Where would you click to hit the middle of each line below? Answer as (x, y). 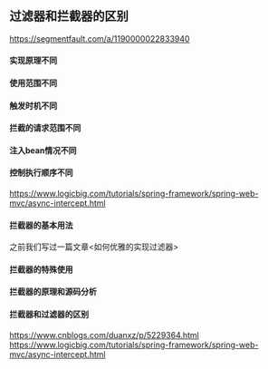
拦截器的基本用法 (41, 225)
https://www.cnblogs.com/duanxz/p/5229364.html (104, 335)
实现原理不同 (33, 61)
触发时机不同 (33, 105)
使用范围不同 (33, 83)
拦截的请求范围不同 (45, 128)
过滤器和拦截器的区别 (69, 16)
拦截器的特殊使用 (41, 269)
